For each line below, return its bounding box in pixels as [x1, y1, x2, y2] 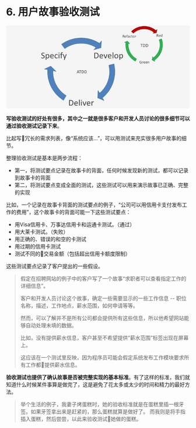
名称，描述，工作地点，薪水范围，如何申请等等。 [20, 302, 138, 309]
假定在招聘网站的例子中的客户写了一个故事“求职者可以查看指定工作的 [20, 275, 187, 282]
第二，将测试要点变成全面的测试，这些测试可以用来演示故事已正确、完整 [14, 182, 188, 189]
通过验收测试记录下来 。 [6, 122, 62, 129]
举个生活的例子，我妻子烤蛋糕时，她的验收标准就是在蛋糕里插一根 [20, 401, 179, 408]
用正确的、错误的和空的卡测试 [14, 236, 86, 243]
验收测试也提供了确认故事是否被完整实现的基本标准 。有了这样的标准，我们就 [6, 374, 190, 381]
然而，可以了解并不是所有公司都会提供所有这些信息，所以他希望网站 [20, 315, 184, 322]
